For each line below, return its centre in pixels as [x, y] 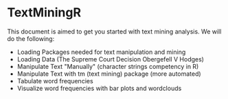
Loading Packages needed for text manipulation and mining [101, 52]
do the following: [31, 38]
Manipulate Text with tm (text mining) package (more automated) [109, 74]
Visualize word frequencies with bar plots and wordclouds [99, 88]
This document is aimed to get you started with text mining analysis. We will [114, 31]
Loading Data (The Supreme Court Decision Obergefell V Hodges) [111, 59]
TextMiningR [44, 13]
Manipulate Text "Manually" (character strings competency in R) [108, 66]
